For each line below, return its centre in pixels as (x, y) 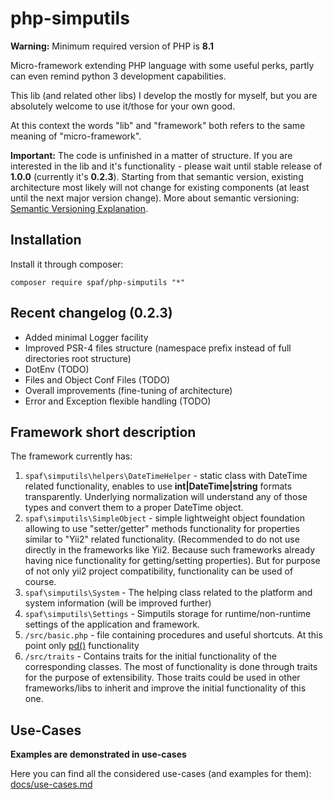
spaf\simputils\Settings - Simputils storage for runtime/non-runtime (168, 614)
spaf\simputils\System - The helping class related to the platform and (168, 593)
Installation (46, 240)
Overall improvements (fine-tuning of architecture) (128, 390)
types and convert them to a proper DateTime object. (134, 508)
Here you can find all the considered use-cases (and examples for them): (161, 774)
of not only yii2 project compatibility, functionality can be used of (159, 571)
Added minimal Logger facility (86, 337)
